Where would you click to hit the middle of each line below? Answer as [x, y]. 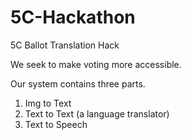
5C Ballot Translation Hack [65, 45]
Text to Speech [56, 124]
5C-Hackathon [73, 17]
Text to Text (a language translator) [97, 113]
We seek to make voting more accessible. [96, 64]
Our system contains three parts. [78, 83]
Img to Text [48, 103]
